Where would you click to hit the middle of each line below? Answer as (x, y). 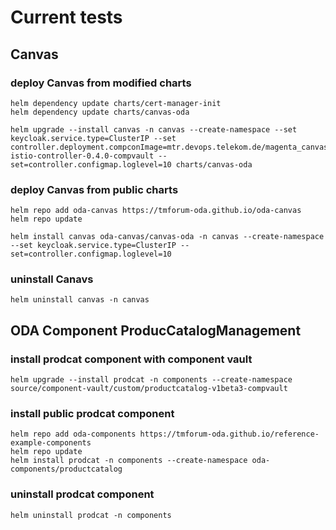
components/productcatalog (66, 469)
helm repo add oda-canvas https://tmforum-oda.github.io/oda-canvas (156, 211)
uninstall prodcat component (82, 494)
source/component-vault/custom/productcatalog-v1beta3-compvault (149, 389)
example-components (51, 443)
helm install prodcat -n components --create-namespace (129, 461)
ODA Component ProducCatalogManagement (156, 330)
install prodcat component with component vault (131, 359)
